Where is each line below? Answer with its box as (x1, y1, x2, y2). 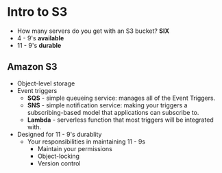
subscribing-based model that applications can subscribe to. (27, 108, 199, 116)
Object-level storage (16, 79, 75, 88)
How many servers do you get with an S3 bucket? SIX (16, 27, 170, 35)
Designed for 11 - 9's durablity (16, 130, 102, 138)
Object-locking (37, 152, 80, 160)
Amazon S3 (7, 61, 58, 72)
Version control (37, 159, 81, 168)
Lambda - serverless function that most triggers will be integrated (27, 116, 214, 124)
